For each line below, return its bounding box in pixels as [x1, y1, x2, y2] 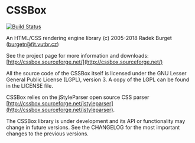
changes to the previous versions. [6, 130, 89, 137]
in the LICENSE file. [6, 82, 53, 89]
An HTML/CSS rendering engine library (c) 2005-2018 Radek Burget [6, 34, 173, 41]
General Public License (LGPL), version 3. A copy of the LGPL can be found [6, 76, 190, 83]
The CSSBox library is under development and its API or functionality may [6, 117, 186, 124]
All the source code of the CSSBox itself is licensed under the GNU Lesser [6, 69, 187, 77]
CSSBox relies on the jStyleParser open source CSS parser [6, 94, 149, 101]
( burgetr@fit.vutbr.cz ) [6, 41, 59, 48]
